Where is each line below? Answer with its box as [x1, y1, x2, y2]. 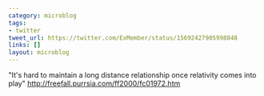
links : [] [8, 41, 42, 49]
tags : [8, 19, 26, 27]
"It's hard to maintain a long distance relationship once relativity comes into [8, 71, 257, 79]
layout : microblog [8, 48, 70, 56]
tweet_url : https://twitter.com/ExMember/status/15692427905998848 [8, 33, 238, 42]
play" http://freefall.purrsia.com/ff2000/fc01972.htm [8, 79, 181, 88]
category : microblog [8, 11, 78, 20]
